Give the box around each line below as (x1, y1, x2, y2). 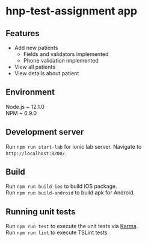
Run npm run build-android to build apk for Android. (5, 189, 135, 196)
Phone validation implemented (23, 57, 99, 64)
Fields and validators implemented (23, 51, 109, 58)
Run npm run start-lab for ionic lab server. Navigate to (5, 143, 142, 150)
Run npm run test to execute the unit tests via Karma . (5, 223, 138, 230)
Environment (5, 87, 55, 98)
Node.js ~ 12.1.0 (5, 103, 45, 110)
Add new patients (14, 44, 58, 51)
